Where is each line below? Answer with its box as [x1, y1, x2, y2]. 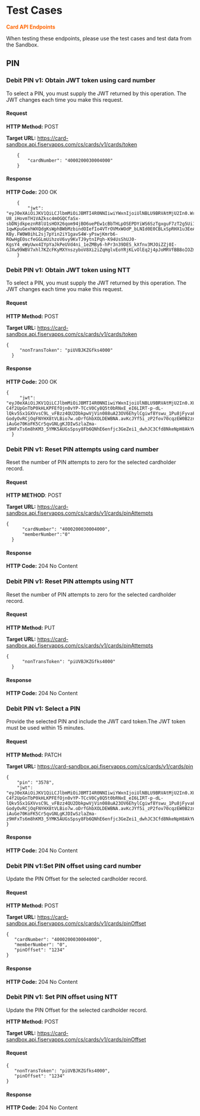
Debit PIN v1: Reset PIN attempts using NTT [6, 577, 134, 586]
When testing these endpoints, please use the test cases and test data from [6, 35, 192, 42]
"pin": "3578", [17, 779, 55, 786]
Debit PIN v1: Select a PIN [6, 705, 81, 713]
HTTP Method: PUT [6, 624, 55, 631]
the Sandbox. [6, 41, 39, 48]
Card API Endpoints [6, 23, 55, 30]
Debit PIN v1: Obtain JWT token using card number [6, 76, 156, 85]
